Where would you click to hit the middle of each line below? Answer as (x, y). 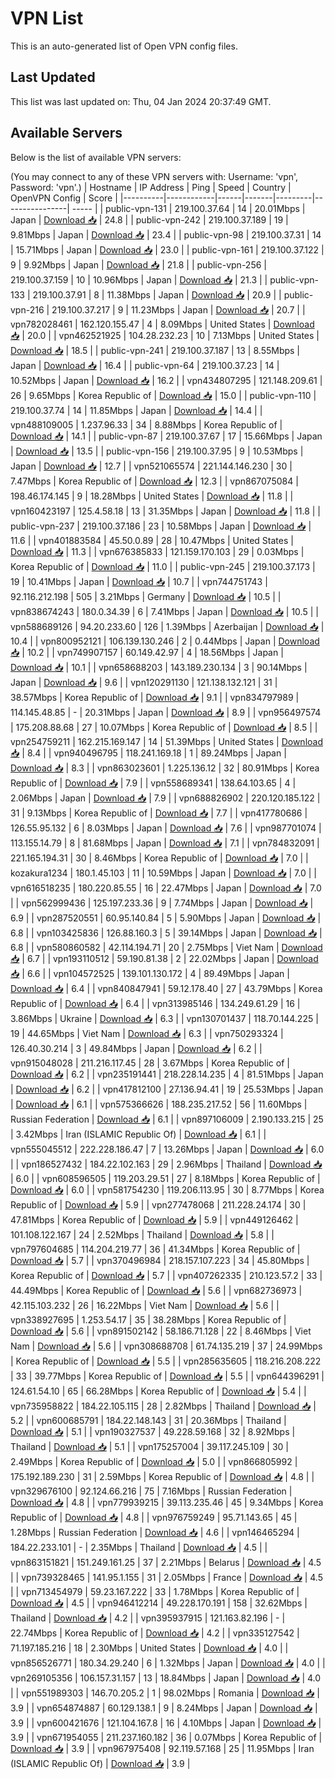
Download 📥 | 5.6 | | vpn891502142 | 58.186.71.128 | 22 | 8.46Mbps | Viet (161, 1331)
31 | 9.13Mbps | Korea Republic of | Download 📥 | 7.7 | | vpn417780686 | (159, 813)
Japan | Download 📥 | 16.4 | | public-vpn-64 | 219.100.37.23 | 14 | (145, 365)
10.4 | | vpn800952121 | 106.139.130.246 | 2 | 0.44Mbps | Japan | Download (165, 641)
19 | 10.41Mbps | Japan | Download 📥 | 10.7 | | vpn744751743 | (139, 581)
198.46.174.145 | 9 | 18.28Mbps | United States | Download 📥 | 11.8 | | (152, 496)
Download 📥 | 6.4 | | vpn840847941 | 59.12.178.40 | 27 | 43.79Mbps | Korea (166, 988)
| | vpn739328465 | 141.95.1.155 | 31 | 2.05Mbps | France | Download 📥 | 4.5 (166, 1577)
